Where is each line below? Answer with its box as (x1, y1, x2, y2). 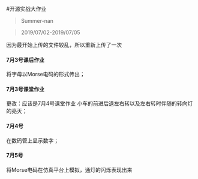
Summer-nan (20, 17, 54, 24)
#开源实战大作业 (6, 5, 47, 12)
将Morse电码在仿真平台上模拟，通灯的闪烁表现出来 (6, 166, 133, 173)
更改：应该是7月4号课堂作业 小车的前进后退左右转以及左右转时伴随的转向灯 (6, 100, 193, 107)
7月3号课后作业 (6, 56, 45, 63)
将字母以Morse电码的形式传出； (6, 71, 85, 78)
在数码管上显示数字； (6, 137, 59, 144)
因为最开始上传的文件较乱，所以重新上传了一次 (6, 41, 122, 48)
